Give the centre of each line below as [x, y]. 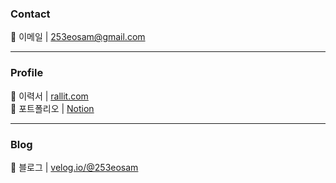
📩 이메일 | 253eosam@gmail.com [78, 37]
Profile [27, 73]
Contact [30, 14]
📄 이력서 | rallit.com [49, 96]
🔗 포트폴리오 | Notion [52, 108]
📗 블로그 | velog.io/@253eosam [74, 167]
